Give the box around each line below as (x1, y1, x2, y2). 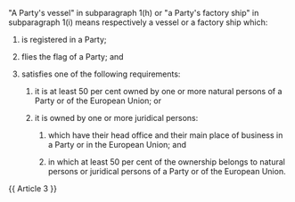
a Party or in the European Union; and (47, 140, 186, 149)
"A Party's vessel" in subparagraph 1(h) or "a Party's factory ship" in (8, 8, 259, 18)
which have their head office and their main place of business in (47, 130, 283, 141)
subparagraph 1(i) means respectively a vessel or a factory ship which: (8, 17, 268, 28)
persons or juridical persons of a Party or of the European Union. (47, 166, 286, 176)
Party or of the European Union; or (34, 95, 162, 106)
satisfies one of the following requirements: (20, 69, 181, 79)
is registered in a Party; (20, 35, 108, 44)
